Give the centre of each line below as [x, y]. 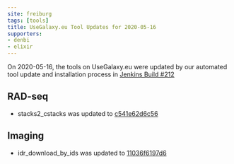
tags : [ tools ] [28, 20]
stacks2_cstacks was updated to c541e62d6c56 [88, 113]
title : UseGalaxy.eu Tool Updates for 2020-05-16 [82, 27]
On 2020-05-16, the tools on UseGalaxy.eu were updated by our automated [117, 67]
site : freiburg [30, 14]
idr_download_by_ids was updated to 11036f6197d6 [92, 153]
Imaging [26, 136]
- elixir [20, 47]
